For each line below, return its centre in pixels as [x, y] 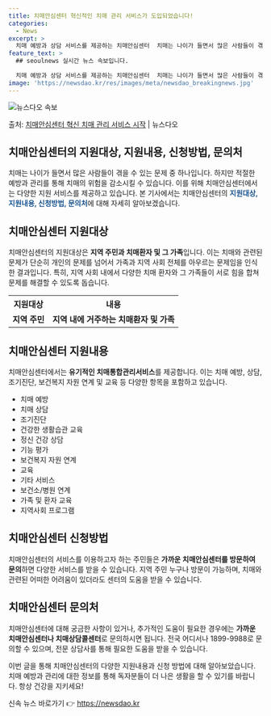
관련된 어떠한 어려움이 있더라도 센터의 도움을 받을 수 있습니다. [105, 579]
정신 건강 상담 [42, 440]
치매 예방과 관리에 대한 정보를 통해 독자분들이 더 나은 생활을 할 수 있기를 [121, 676]
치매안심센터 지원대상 [58, 231]
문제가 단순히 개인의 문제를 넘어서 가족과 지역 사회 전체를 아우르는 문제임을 [126, 263]
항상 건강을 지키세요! [51, 686]
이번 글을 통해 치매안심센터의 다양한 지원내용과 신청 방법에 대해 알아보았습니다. [132, 665]
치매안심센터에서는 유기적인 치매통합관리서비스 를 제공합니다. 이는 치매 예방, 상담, [135, 372]
